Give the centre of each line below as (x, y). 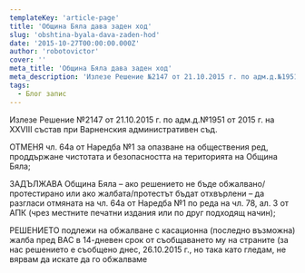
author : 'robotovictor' (54, 52)
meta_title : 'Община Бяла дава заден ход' (91, 69)
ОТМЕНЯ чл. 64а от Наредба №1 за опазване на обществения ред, (139, 147)
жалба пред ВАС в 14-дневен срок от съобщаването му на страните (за (149, 239)
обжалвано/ (242, 183)
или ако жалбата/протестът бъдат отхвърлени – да (165, 193)
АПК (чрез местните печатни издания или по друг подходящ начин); (143, 212)
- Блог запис (42, 93)
